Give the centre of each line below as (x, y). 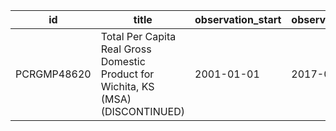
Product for (127, 74)
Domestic (123, 61)
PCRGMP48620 (53, 74)
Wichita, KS (127, 86)
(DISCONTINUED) (143, 111)
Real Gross (126, 49)
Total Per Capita (138, 36)
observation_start (238, 19)
